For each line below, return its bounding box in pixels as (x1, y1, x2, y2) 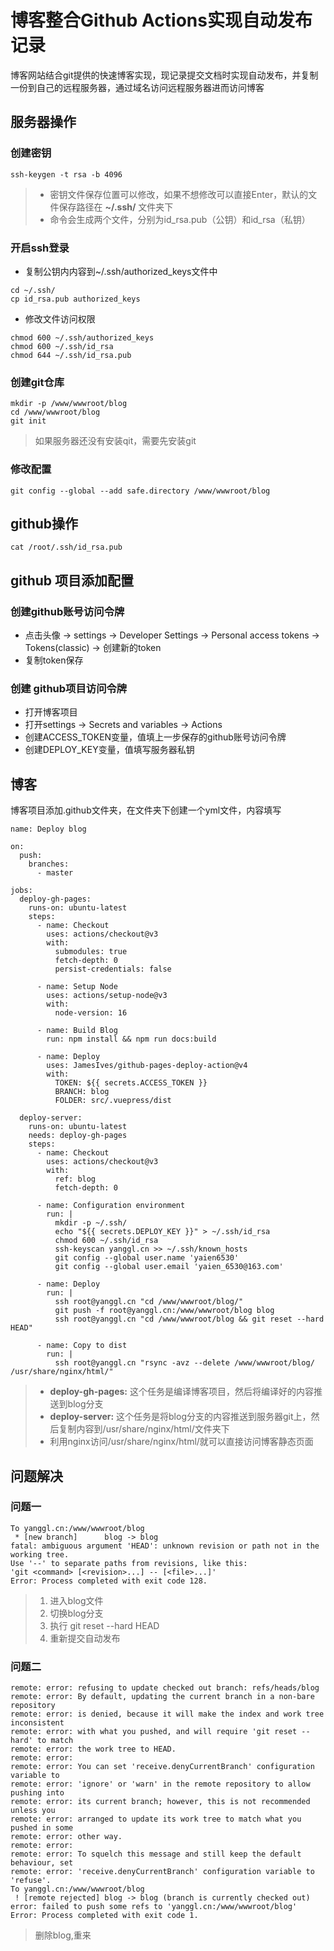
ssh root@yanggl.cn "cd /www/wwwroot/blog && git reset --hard (54, 1314, 325, 1325)
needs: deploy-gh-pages (28, 1131, 128, 1141)
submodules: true (54, 947, 128, 957)
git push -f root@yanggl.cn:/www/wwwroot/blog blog (54, 1306, 275, 1316)
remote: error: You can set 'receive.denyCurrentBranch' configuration (10, 1762, 315, 1772)
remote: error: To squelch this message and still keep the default (10, 1849, 302, 1860)
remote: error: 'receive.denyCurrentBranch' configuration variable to (10, 1867, 315, 1877)
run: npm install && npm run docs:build (46, 1034, 217, 1045)
